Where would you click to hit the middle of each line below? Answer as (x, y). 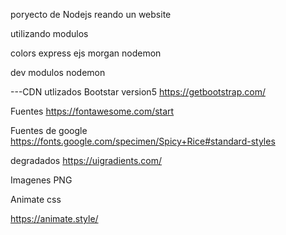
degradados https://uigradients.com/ (86, 160)
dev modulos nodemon (58, 72)
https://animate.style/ (54, 218)
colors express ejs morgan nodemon (86, 53)
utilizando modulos (49, 33)
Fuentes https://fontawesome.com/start (92, 111)
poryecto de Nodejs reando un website (91, 14)
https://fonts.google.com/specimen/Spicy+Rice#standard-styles (143, 141)
